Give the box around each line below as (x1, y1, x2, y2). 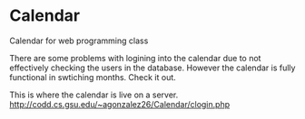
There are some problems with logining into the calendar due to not (9, 52, 261, 63)
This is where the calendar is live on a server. (9, 89, 179, 100)
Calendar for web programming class (9, 35, 149, 46)
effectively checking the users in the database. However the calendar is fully (9, 62, 296, 73)
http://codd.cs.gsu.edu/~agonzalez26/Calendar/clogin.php (9, 98, 230, 109)
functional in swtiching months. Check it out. (9, 71, 177, 82)
